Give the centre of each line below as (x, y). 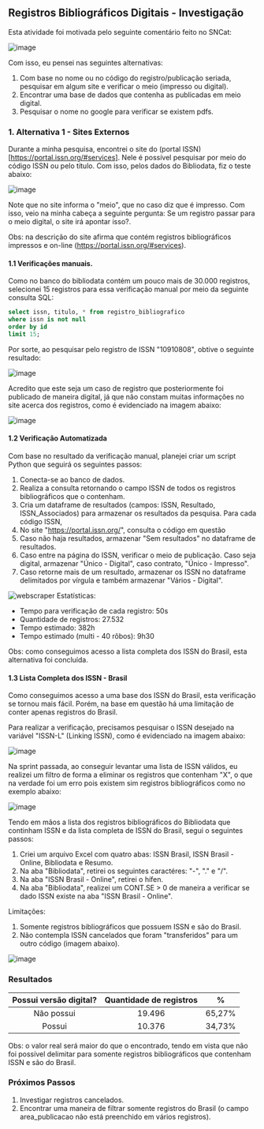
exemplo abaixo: (35, 792)
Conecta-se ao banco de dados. (72, 480)
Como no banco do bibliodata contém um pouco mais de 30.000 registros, (129, 281)
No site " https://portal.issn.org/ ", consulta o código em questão (123, 530)
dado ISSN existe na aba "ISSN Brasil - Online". (96, 896)
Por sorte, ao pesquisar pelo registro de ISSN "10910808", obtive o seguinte (131, 349)
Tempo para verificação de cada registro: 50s (94, 611)
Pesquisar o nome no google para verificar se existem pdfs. (117, 111)
